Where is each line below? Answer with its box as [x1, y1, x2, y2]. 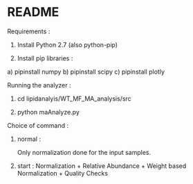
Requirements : [7, 27, 50, 35]
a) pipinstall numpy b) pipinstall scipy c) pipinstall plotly [7, 67, 165, 76]
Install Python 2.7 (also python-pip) [17, 40, 118, 49]
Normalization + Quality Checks [17, 169, 109, 177]
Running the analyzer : [7, 81, 71, 89]
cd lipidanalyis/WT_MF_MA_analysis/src [17, 94, 131, 103]
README [7, 4, 59, 20]
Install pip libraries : [17, 53, 73, 62]
